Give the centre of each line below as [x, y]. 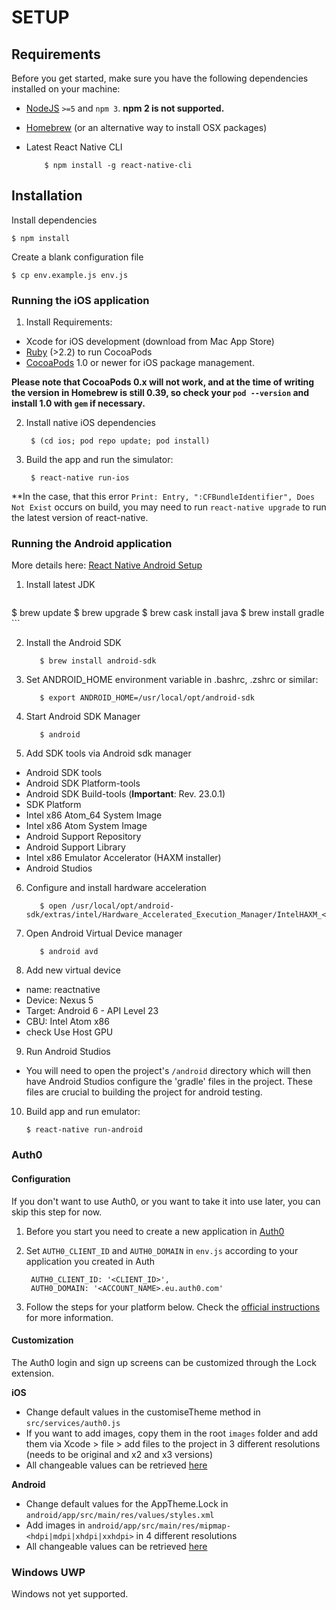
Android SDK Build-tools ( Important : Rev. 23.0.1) [125, 794]
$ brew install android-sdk [98, 661]
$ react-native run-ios [80, 478]
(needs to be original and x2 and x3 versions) [119, 1454]
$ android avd [69, 952]
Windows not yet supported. [70, 1594]
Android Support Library [75, 847]
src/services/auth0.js [73, 1423]
